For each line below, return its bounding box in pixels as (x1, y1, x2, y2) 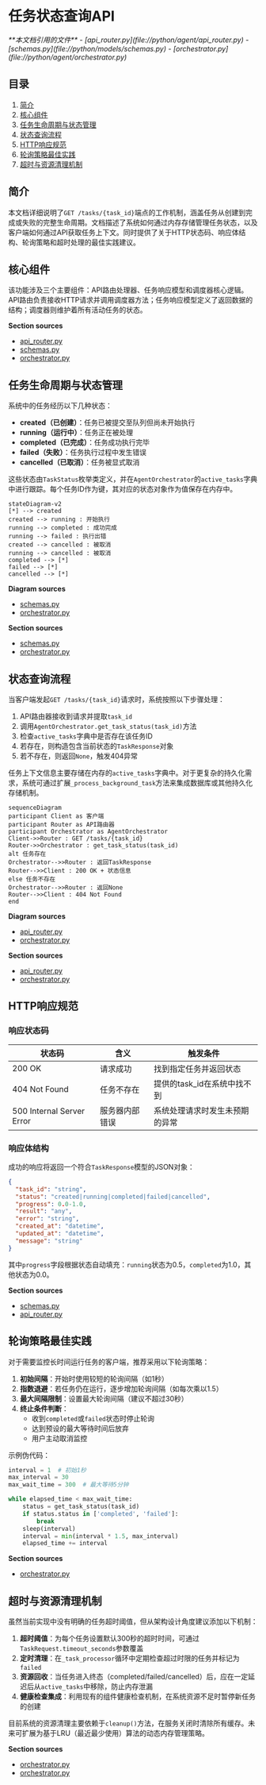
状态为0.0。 (14, 1270, 54, 1279)
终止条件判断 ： (19, 1403, 69, 1413)
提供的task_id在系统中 (153, 1078, 236, 1089)
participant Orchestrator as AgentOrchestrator (8, 827, 169, 835)
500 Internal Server (12, 1105, 85, 1116)
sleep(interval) (22, 1525, 77, 1532)
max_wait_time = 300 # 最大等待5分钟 (8, 1481, 129, 1489)
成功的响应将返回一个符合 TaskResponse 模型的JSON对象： (8, 1162, 196, 1171)
